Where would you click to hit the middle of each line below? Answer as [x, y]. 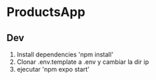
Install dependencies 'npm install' [65, 54]
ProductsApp [46, 12]
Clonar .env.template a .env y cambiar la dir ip [83, 62]
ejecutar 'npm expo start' [53, 69]
